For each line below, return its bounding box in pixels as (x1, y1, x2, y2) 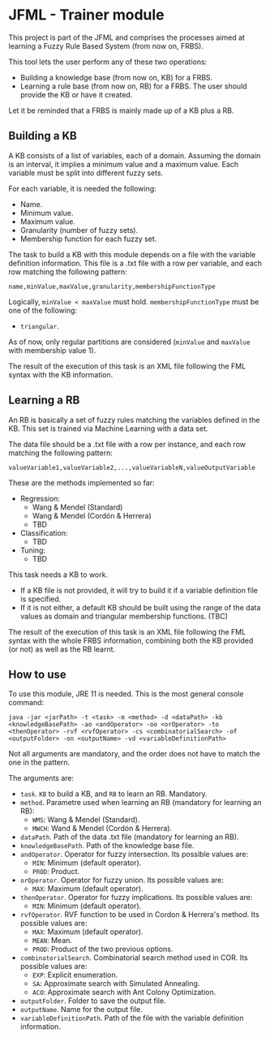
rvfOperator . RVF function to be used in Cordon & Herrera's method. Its (19, 910, 259, 920)
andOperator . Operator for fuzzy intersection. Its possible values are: (19, 850, 249, 859)
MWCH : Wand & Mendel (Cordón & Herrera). (32, 824, 173, 833)
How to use (8, 667, 66, 681)
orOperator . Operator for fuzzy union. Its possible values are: (19, 875, 225, 885)
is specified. (19, 594, 62, 604)
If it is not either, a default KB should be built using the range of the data (19, 602, 261, 612)
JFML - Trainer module (8, 6, 165, 24)
